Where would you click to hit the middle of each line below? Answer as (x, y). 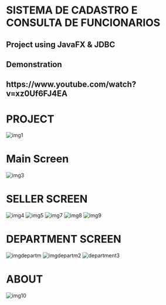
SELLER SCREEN (47, 199)
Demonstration (34, 64)
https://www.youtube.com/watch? (71, 84)
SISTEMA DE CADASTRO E (72, 10)
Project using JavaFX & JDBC (61, 44)
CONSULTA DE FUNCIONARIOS (83, 23)
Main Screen (38, 159)
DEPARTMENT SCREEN (64, 239)
